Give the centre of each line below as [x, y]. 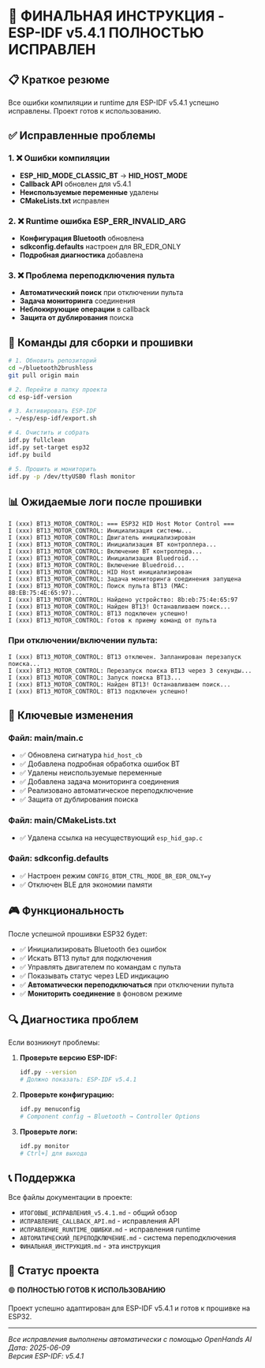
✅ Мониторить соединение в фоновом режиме [101, 993]
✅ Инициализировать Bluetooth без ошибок [93, 949]
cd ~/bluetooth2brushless [50, 368]
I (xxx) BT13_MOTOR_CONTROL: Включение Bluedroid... [97, 566]
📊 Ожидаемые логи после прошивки [105, 501]
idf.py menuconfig [50, 1109]
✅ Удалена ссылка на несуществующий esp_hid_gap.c [111, 837]
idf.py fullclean [37, 440]
